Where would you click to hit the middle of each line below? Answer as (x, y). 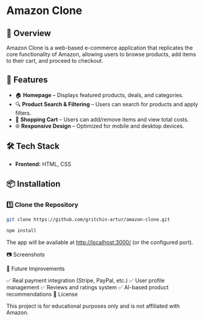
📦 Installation (33, 184)
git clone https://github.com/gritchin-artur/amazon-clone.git (88, 220)
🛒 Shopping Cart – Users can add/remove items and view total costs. (102, 119)
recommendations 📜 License (42, 294)
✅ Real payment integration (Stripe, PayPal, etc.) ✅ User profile (86, 281)
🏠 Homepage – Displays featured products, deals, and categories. (99, 95)
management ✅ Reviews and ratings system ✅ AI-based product (87, 287)
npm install (21, 231)
